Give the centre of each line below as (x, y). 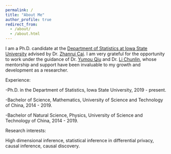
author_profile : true (28, 19)
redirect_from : (22, 24)
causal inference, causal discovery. (43, 146)
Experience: (18, 80)
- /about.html (25, 34)
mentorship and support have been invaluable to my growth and (73, 65)
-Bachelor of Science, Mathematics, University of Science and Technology (84, 100)
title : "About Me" (25, 15)
